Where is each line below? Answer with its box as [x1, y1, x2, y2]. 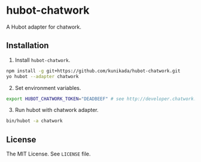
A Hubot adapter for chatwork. [6, 23, 82, 30]
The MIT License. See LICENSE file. [6, 150, 91, 158]
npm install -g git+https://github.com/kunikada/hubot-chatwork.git [6, 68, 181, 74]
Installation [6, 40, 49, 51]
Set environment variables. [14, 84, 81, 91]
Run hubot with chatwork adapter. [14, 107, 99, 114]
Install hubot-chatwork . [14, 56, 71, 63]
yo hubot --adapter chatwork [6, 73, 79, 79]
